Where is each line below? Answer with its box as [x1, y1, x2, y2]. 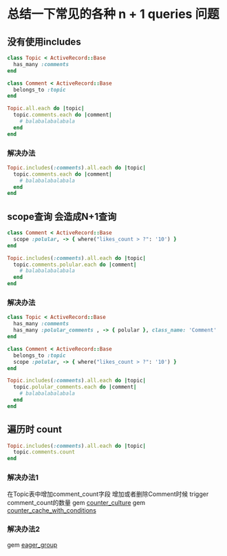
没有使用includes [7, 36, 81, 48]
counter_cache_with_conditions [7, 506, 96, 514]
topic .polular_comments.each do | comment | [13, 384, 137, 391]
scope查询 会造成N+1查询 [7, 211, 117, 223]
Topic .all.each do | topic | [7, 105, 85, 112]
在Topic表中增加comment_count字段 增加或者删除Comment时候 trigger [7, 490, 209, 498]
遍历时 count [7, 424, 63, 435]
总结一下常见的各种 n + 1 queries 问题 [7, 6, 219, 22]
